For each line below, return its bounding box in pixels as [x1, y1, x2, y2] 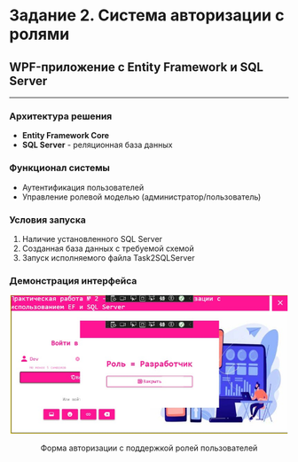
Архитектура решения [9, 110, 113, 122]
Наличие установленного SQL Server [21, 233, 162, 244]
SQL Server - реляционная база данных [21, 139, 173, 151]
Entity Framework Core [21, 130, 109, 141]
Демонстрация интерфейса [9, 274, 137, 286]
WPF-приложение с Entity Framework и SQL [9, 59, 264, 74]
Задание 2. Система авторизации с [9, 5, 285, 26]
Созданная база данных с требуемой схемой [21, 243, 195, 254]
